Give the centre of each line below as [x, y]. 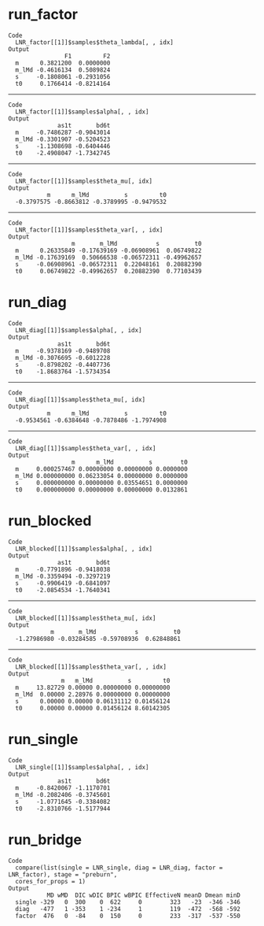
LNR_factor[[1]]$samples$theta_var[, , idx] [89, 230]
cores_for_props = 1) [51, 881]
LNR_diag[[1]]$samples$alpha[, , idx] [79, 330]
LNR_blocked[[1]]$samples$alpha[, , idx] [84, 549]
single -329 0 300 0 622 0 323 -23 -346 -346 [128, 902]
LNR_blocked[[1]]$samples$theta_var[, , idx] [91, 667]
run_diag [37, 303]
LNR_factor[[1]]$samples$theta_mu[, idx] [84, 181]
